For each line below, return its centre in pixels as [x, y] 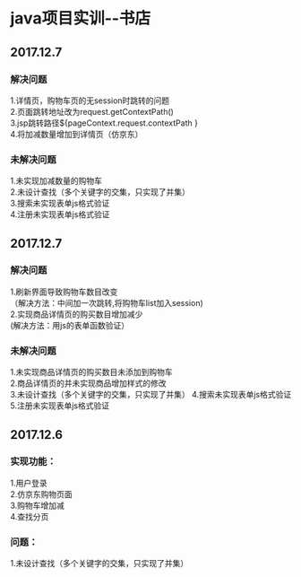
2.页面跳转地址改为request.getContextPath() [92, 111]
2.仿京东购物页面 [41, 494]
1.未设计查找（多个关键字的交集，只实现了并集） [99, 564]
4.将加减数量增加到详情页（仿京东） [77, 134]
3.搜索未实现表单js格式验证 [60, 204]
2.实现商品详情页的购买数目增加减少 [77, 314]
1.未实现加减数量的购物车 [56, 181]
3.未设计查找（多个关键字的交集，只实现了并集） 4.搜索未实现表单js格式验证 [151, 395]
